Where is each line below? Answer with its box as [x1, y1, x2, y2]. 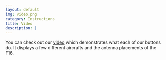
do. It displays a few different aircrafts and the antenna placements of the [5, 45, 157, 51]
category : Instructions [5, 16, 55, 21]
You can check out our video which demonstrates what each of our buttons [5, 39, 161, 45]
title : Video [5, 21, 33, 26]
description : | [5, 26, 37, 31]
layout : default [5, 7, 39, 12]
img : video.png [5, 12, 37, 17]
